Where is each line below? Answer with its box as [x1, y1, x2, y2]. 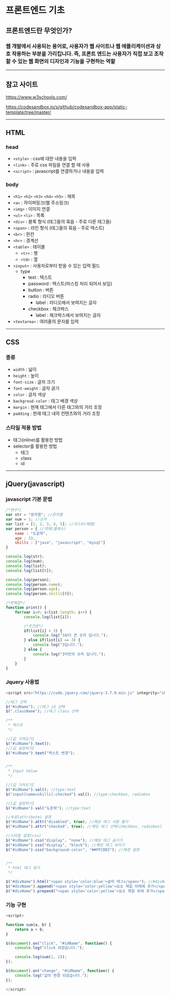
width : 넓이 [13, 366, 37, 372]
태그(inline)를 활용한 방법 [13, 437, 63, 443]
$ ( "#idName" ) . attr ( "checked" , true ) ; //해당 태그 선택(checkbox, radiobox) [6, 824, 162, 829]
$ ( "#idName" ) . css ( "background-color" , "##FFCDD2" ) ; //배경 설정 [6, 847, 140, 852]
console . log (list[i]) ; [24, 614, 72, 619]
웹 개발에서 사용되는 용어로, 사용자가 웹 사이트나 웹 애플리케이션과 [6, 42, 155, 49]
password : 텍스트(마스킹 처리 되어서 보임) [28, 280, 112, 286]
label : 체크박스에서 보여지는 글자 [35, 312, 101, 318]
